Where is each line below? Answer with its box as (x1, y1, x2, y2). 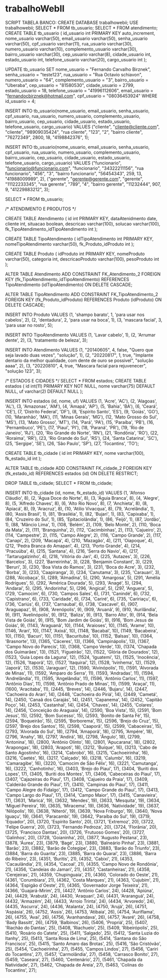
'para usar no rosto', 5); (5, 322, 53, 328)
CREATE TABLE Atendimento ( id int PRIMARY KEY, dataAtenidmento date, (5, 215, 158, 221)
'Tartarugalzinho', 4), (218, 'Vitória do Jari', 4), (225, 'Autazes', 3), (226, (5, 553, 151, 559)
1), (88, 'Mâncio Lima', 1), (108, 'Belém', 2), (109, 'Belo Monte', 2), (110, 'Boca (5, 521, 161, 527)
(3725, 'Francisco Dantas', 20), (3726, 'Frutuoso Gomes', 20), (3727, (5, 829, 145, 835)
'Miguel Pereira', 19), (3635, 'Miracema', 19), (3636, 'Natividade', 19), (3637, (5, 802, 160, 809)
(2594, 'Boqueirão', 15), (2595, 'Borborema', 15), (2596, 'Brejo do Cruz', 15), (5, 717, 160, 724)
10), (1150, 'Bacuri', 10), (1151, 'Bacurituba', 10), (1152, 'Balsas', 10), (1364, (5, 633, 154, 639)
